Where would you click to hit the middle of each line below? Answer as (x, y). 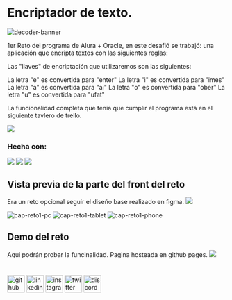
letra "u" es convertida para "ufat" (56, 94)
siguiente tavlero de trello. (44, 115)
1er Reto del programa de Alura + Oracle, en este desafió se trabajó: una (110, 45)
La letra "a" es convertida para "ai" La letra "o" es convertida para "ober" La (116, 87)
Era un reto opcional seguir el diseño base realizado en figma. (96, 202)
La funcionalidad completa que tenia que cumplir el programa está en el (110, 108)
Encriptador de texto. (70, 13)
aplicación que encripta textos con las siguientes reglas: (88, 53)
